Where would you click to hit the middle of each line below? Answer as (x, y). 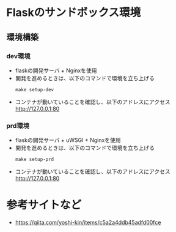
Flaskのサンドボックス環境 (74, 13)
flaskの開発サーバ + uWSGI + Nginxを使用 (68, 140)
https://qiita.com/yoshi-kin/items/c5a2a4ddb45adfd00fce (88, 223)
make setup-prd (35, 160)
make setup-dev (35, 89)
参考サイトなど (44, 205)
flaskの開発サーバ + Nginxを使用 (56, 70)
